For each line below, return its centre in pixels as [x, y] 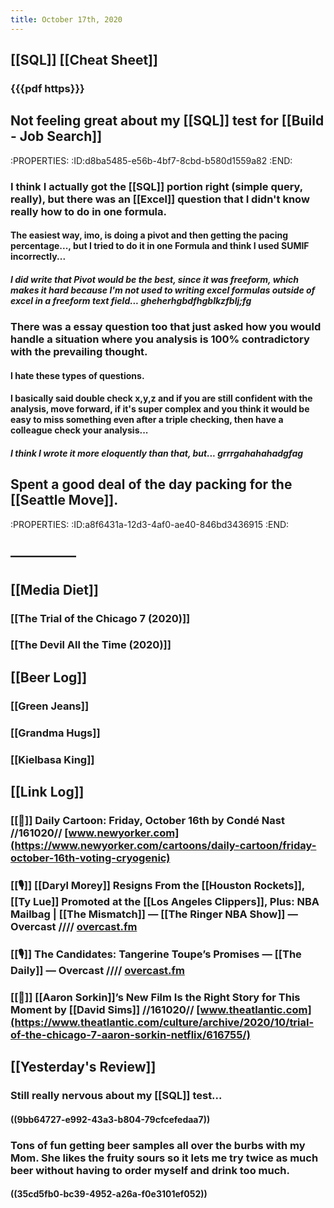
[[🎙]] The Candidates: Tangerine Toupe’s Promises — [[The [156, 954]
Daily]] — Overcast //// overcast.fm [97, 970]
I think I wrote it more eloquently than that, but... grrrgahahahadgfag [157, 453]
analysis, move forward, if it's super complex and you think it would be [160, 409]
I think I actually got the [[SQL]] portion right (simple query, [156, 186]
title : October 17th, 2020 [66, 19]
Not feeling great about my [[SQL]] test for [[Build [167, 121]
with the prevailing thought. [79, 352]
